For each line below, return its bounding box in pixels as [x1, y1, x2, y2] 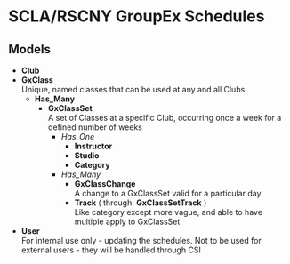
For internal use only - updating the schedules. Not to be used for [20, 236, 262, 245]
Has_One [60, 132, 95, 141]
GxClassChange [74, 179, 136, 188]
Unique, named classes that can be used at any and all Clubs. [20, 84, 248, 94]
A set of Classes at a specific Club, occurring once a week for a [47, 113, 282, 123]
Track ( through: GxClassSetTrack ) [74, 197, 207, 208]
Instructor [74, 140, 113, 151]
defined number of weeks [47, 122, 143, 132]
